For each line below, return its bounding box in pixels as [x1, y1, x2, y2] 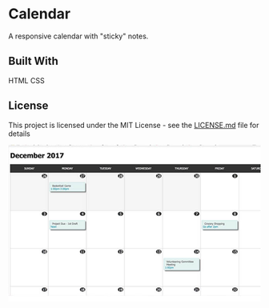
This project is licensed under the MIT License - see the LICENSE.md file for [8, 120, 259, 130]
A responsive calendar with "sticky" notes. [8, 31, 149, 41]
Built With [8, 54, 58, 68]
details [8, 129, 30, 138]
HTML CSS [8, 75, 46, 85]
